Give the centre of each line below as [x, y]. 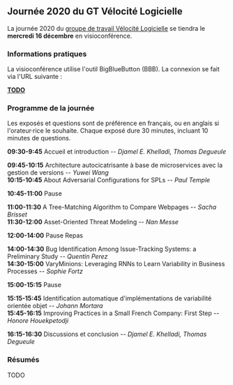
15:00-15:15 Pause [34, 285]
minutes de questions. [39, 138]
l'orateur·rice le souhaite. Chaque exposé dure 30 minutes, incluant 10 [108, 131]
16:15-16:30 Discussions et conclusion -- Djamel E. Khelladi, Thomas [107, 334]
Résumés [23, 360]
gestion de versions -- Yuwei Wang [58, 173]
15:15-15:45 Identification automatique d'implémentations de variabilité [110, 298]
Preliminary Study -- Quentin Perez [58, 256]
